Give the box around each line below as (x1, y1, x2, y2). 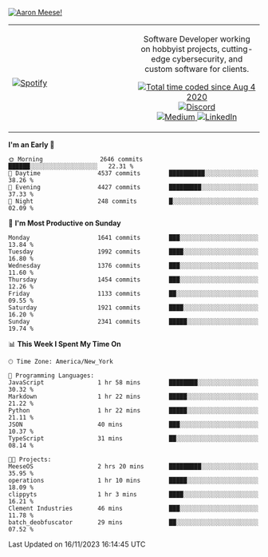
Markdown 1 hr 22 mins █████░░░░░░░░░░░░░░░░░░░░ (8, 392, 259, 400)
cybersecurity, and (171, 54, 243, 64)
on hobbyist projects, (140, 44, 220, 54)
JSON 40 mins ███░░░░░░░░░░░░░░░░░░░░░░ (8, 420, 259, 428)
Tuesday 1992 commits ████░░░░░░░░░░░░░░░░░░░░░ (8, 248, 259, 256)
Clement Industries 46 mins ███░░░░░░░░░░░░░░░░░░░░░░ (8, 504, 259, 512)
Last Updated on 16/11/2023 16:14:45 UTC (8, 539, 146, 549)
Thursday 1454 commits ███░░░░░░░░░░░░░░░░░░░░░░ (8, 276, 259, 284)
